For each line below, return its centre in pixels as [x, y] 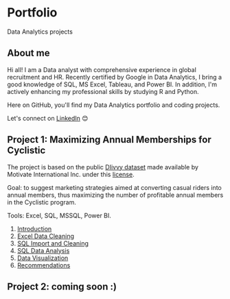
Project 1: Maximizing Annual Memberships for [109, 140]
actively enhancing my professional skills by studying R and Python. [103, 91]
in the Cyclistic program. [42, 202]
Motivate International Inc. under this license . [71, 174]
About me [28, 53]
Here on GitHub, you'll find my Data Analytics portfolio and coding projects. [114, 105]
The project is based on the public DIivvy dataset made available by [103, 167]
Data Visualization [43, 258]
